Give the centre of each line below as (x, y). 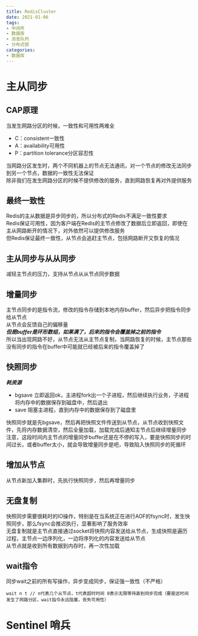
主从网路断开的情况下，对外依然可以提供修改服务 (65, 231)
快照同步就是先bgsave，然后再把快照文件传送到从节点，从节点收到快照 (92, 422)
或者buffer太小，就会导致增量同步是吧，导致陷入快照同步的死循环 (106, 444)
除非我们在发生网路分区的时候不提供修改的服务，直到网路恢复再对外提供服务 (99, 180)
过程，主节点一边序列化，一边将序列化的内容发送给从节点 (76, 538)
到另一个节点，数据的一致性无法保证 (50, 173)
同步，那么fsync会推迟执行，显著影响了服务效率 (70, 523)
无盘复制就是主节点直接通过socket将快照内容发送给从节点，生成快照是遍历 (97, 531)
